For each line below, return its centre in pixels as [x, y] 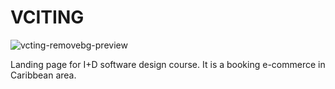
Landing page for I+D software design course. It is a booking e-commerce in [168, 64]
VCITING [47, 17]
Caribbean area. [43, 75]
